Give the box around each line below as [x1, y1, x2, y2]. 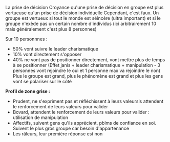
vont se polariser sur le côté [12, 79, 72, 84]
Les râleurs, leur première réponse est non [12, 131, 103, 137]
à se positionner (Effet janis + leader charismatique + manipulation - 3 [12, 62, 160, 68]
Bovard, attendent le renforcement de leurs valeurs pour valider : [12, 109, 150, 115]
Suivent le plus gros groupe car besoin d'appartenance [12, 125, 130, 131]
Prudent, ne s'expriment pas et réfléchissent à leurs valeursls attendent [12, 98, 164, 104]
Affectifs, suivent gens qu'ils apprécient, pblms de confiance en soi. [12, 120, 156, 126]
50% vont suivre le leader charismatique [12, 46, 98, 52]
